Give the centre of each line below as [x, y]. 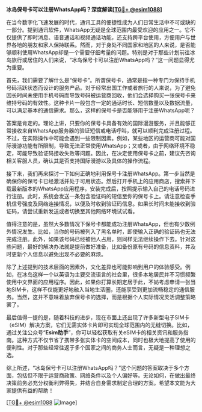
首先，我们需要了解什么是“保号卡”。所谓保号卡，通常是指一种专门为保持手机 [101, 80]
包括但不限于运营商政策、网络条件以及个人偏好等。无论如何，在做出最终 [106, 375]
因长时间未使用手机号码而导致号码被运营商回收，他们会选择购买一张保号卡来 [101, 95]
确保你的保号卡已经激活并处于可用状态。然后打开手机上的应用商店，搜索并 [98, 181]
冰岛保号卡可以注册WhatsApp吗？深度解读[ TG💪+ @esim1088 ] [84, 9]
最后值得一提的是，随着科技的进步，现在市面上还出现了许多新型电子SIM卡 [98, 317]
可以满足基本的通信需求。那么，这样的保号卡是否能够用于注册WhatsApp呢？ [101, 110]
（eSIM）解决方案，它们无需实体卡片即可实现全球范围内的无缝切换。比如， [99, 325]
